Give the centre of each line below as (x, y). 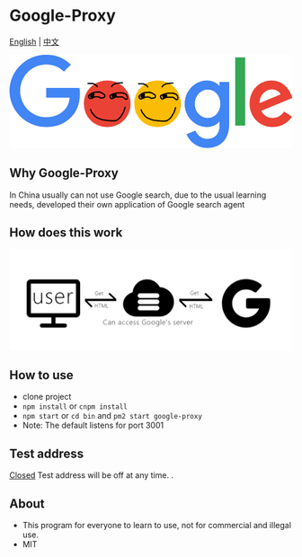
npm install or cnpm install (75, 406)
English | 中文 (35, 41)
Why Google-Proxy (64, 173)
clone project (47, 397)
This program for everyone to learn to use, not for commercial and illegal (157, 525)
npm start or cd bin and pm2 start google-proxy (112, 416)
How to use (41, 375)
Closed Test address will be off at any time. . (91, 475)
